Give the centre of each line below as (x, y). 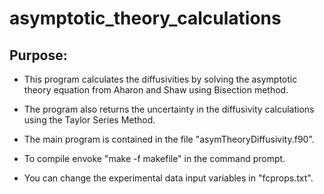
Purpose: (38, 55)
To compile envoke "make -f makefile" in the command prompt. (154, 158)
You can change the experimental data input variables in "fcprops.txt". (168, 178)
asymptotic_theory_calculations (145, 18)
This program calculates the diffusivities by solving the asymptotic (160, 79)
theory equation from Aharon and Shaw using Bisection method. (156, 90)
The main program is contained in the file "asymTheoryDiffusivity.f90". (169, 139)
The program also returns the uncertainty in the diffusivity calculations (169, 109)
